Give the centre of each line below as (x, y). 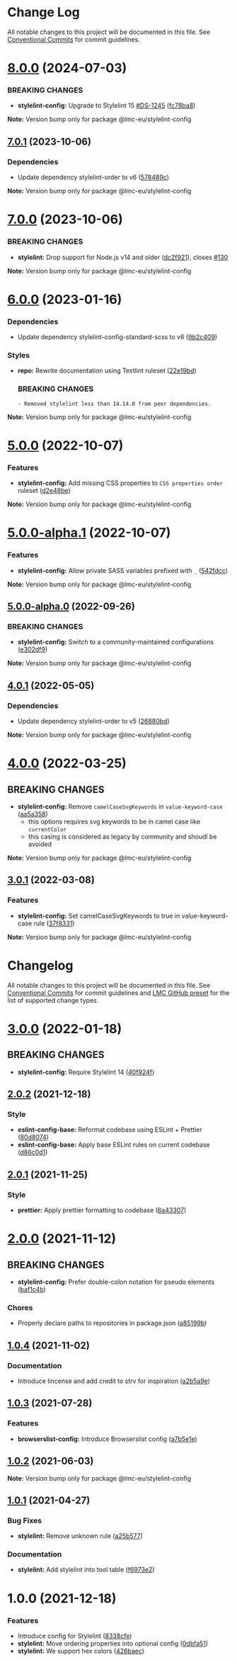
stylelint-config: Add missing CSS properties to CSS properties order (120, 483)
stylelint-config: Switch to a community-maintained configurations (116, 642)
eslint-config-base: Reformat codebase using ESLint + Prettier (110, 1129)
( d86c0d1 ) (33, 1152)
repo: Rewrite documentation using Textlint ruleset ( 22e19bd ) (107, 371)
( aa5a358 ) (33, 814)
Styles (19, 355)
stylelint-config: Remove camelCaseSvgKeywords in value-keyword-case (120, 807)
